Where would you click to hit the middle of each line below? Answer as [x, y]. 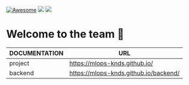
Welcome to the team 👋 [65, 34]
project [19, 63]
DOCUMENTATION [36, 53]
